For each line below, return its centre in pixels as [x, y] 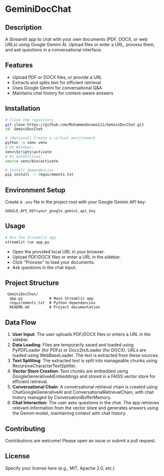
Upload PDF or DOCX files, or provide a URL [57, 77]
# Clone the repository [30, 120]
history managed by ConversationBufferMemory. [62, 397]
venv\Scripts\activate [28, 152]
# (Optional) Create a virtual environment [50, 138]
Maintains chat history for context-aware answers [63, 93]
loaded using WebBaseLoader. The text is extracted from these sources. [85, 355]
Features [19, 65]
